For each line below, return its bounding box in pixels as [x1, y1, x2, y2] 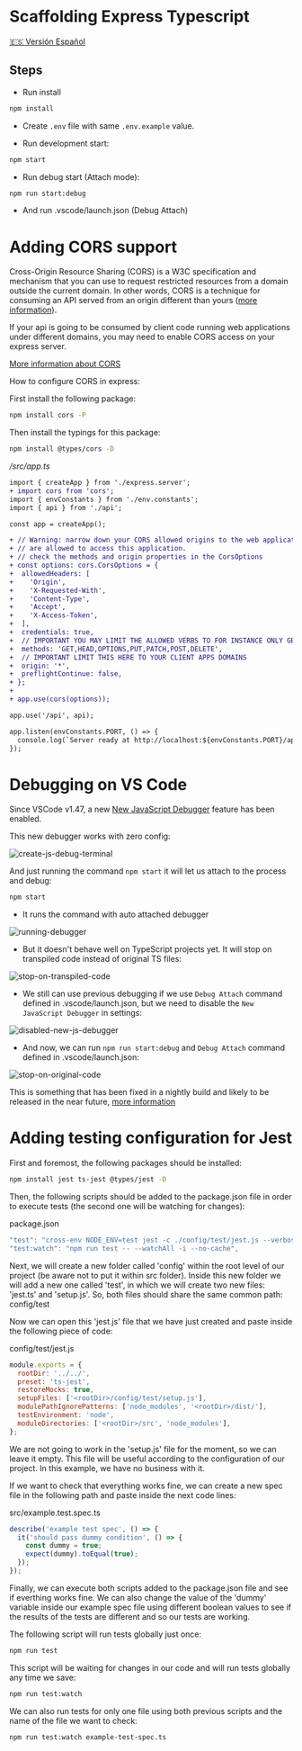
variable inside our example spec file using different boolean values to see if [9, 1602, 292, 1612]
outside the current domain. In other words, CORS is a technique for [9, 285, 261, 296]
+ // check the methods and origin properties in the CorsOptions [9, 552, 263, 561]
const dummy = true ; [25, 1541, 102, 1550]
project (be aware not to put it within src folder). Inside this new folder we [9, 1270, 281, 1280]
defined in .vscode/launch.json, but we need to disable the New [22, 998, 254, 1009]
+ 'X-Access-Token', [9, 611, 99, 620]
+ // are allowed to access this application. [9, 544, 187, 553]
